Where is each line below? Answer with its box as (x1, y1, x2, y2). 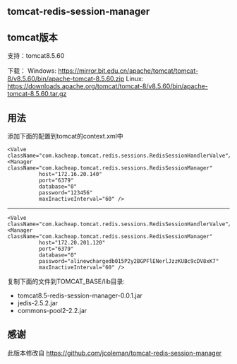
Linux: (126, 74, 144, 83)
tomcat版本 (7, 31, 58, 43)
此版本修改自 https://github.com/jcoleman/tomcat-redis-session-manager (7, 348, 222, 357)
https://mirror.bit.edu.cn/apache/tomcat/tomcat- (57, 66, 199, 75)
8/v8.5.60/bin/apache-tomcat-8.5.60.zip (7, 74, 125, 83)
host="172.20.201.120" (38, 240, 106, 247)
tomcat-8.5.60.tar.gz (7, 90, 67, 98)
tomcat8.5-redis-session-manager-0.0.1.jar (17, 291, 143, 300)
